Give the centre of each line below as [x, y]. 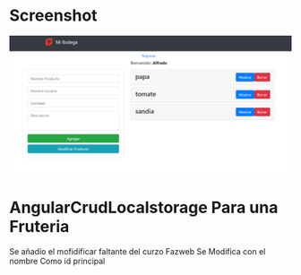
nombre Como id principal [57, 261]
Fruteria [39, 227]
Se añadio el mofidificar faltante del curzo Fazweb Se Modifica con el [138, 251]
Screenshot [53, 16]
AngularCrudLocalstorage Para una [144, 208]
